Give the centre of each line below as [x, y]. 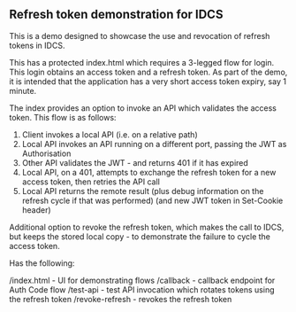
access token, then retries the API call [91, 182]
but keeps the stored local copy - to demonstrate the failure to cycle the [140, 236]
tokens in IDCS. [37, 45]
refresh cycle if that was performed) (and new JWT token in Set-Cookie [152, 200]
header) [36, 210]
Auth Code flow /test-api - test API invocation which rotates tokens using [142, 289]
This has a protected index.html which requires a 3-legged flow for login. [142, 62]
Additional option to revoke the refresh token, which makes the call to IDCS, [147, 227]
